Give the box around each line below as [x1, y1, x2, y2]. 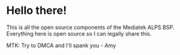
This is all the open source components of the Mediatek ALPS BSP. [6, 24, 175, 31]
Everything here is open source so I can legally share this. [6, 30, 152, 37]
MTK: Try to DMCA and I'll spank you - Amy [6, 42, 117, 49]
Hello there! [6, 4, 67, 18]
